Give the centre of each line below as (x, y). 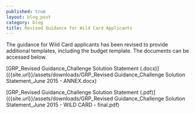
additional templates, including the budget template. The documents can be (97, 51)
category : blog (25, 22)
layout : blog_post (28, 17)
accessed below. (26, 57)
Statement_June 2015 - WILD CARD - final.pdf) (63, 105)
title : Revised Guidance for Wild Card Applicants (69, 28)
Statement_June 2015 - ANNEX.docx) (51, 81)
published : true (26, 11)
